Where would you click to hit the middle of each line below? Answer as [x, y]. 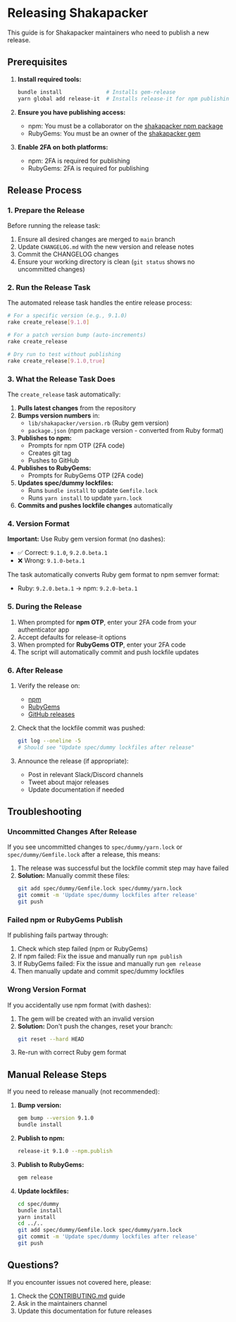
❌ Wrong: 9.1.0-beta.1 [51, 561]
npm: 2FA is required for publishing [79, 161]
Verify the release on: [49, 685]
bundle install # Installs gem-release [97, 92]
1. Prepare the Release [46, 210]
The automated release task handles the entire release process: [100, 303]
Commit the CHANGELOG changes [68, 255]
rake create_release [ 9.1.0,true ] [56, 361]
